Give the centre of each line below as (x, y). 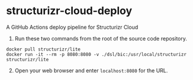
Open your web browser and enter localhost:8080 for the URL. (91, 70)
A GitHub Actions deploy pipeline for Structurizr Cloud (72, 27)
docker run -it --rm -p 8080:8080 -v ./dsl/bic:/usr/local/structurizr (96, 54)
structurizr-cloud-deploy (69, 11)
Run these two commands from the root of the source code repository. (101, 38)
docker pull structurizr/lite (44, 49)
